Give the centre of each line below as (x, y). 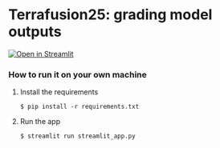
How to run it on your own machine (77, 74)
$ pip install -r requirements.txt (79, 107)
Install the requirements (59, 92)
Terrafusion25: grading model (110, 15)
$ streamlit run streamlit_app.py (77, 136)
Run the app (40, 122)
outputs (35, 32)
